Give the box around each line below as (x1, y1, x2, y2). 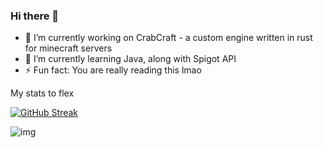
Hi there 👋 (10, 9, 60, 23)
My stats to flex (10, 87, 75, 99)
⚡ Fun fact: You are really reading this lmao (24, 64, 202, 76)
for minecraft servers (24, 42, 113, 54)
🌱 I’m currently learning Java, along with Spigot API (24, 53, 237, 65)
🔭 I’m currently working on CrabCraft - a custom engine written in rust (24, 32, 313, 44)
